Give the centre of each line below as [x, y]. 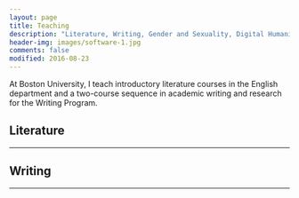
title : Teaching [39, 26]
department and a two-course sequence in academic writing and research [145, 93]
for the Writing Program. [53, 103]
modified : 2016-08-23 [49, 59]
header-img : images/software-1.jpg [75, 42]
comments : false [39, 51]
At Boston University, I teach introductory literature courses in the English [144, 84]
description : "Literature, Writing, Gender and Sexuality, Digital [137, 34]
